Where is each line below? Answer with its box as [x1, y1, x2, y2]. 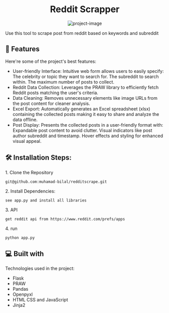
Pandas [12, 286, 29, 292]
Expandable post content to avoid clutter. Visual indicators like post [12, 127, 152, 133]
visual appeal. [12, 138, 42, 144]
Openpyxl [12, 291, 33, 297]
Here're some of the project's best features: [5, 58, 97, 64]
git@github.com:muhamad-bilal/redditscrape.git [5, 179, 107, 184]
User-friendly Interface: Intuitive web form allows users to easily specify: [12, 68, 164, 74]
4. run [5, 225, 18, 231]
